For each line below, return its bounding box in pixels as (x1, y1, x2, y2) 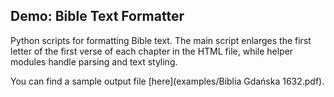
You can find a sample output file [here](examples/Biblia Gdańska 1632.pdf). (10, 75, 325, 87)
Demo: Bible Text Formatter (10, 8, 185, 25)
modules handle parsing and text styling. (10, 55, 178, 68)
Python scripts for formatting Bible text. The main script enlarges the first (10, 34, 312, 46)
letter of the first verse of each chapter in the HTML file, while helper (10, 45, 294, 57)
